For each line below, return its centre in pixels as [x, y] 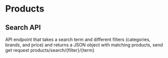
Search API [23, 27]
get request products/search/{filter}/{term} [50, 50]
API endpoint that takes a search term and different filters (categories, [78, 39]
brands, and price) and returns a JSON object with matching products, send [84, 45]
